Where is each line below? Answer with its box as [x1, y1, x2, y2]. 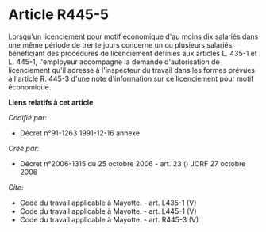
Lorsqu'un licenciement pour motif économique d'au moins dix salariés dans [8, 32, 259, 41]
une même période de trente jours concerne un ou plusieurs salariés [8, 40, 233, 49]
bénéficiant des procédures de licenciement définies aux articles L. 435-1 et [8, 48, 258, 58]
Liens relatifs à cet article [8, 97, 94, 107]
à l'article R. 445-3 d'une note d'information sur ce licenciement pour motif [8, 74, 254, 83]
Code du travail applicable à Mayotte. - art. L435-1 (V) [19, 198, 197, 207]
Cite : [8, 182, 24, 192]
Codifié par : [8, 112, 48, 122]
